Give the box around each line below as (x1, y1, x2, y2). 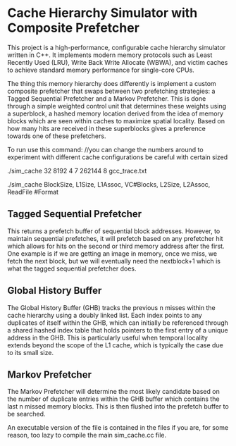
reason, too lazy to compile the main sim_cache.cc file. (7, 431, 167, 440)
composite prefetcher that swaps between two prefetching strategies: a (7, 87, 216, 95)
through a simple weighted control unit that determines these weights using (7, 101, 227, 110)
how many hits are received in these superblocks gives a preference (7, 124, 206, 132)
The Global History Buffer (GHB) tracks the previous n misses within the (7, 303, 216, 311)
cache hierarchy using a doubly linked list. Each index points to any (7, 311, 202, 319)
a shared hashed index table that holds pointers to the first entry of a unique (7, 326, 228, 334)
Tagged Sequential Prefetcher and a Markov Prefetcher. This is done (7, 94, 206, 103)
